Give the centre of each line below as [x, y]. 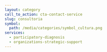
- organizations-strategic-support [46, 42]
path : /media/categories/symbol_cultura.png [56, 28]
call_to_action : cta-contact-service [44, 14]
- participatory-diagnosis [37, 38]
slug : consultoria [24, 19]
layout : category [23, 10]
